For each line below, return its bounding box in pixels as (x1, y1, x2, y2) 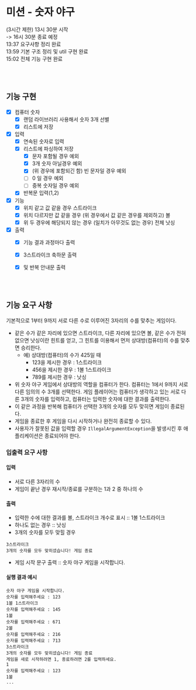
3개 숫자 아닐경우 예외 (32, 160, 82, 167)
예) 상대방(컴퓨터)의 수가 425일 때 (23, 351, 101, 358)
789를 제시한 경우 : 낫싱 (32, 373, 87, 381)
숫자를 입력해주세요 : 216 (6, 632, 61, 638)
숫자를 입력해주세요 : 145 (6, 607, 61, 612)
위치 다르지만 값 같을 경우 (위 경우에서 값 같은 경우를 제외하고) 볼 (23, 211, 171, 218)
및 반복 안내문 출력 (23, 264, 66, 271)
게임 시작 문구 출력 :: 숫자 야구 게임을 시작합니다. (14, 559, 125, 566)
